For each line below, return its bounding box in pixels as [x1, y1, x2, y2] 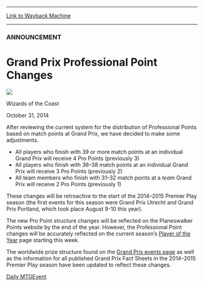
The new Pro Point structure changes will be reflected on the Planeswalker [6, 217, 193, 224]
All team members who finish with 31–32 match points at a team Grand [15, 174, 192, 181]
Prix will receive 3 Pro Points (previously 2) [15, 167, 123, 175]
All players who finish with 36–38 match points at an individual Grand [15, 161, 188, 168]
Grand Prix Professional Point [6, 55, 158, 69]
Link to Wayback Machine [6, 12, 71, 19]
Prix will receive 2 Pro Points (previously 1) [15, 180, 121, 187]
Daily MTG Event [6, 273, 47, 280]
